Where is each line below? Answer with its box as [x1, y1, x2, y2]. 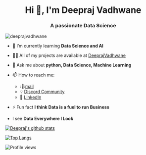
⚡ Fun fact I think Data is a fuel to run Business [12, 104, 110, 110]
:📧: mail [19, 84, 34, 90]
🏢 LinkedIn [19, 94, 42, 101]
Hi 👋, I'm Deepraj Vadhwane [25, 4, 142, 16]
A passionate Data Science [50, 22, 116, 29]
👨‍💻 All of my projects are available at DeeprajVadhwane [12, 52, 126, 58]
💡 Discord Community [19, 89, 65, 95]
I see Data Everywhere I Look [12, 116, 73, 122]
